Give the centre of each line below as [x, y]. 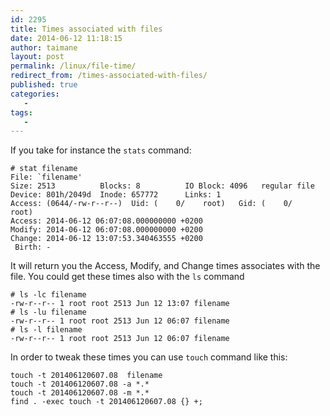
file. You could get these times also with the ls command [127, 277]
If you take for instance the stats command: [101, 150]
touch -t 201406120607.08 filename [86, 376]
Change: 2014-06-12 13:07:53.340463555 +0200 [106, 239]
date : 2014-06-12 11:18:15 [66, 38]
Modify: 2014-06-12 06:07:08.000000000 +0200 [106, 230]
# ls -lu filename [48, 312]
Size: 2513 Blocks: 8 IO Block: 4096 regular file [162, 186]
